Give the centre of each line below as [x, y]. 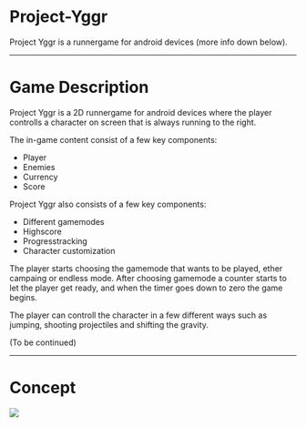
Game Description [79, 87]
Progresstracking [55, 241]
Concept [43, 388]
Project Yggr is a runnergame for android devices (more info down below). [149, 42]
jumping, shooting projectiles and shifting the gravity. [109, 324]
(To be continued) [43, 342]
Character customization [69, 250]
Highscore [42, 231]
